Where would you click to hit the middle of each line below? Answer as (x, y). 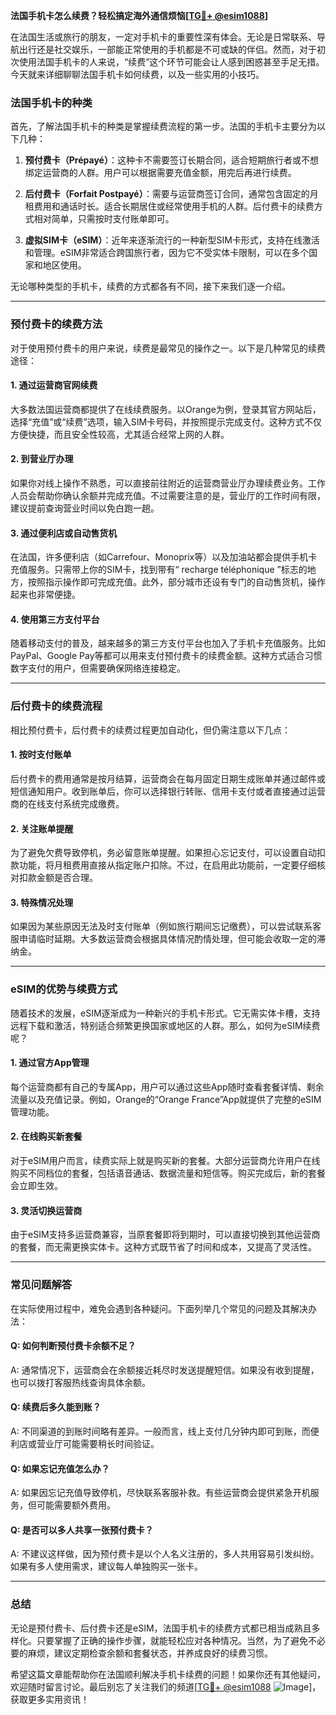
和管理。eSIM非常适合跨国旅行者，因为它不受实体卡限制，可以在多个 (167, 253)
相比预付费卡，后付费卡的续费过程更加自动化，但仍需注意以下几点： (150, 730)
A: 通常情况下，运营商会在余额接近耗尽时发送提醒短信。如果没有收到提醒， (165, 1370)
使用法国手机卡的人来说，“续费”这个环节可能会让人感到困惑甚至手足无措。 (171, 62)
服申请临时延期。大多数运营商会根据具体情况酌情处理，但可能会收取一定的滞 (168, 939)
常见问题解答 (41, 1285)
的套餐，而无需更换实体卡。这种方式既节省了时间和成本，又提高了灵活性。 (163, 1247)
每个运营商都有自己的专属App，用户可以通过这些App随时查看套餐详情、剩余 (167, 1086)
